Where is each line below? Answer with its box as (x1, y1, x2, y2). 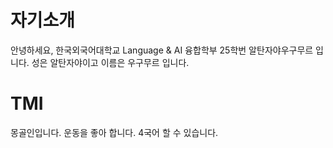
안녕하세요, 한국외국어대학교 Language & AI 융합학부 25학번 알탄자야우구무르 (10, 44, 314, 56)
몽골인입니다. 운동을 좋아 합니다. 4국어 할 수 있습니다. (10, 126, 219, 138)
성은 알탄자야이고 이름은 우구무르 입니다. (31, 56, 190, 68)
